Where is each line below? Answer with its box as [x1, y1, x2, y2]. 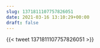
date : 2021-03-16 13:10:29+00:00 [6, 14, 90, 20]
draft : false [6, 20, 39, 25]
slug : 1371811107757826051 [6, 8, 74, 15]
